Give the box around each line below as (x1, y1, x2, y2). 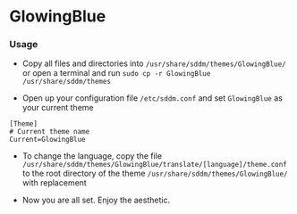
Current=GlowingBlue (9, 136, 87, 144)
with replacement (21, 177, 87, 188)
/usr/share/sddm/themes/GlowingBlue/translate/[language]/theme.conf (21, 160, 288, 169)
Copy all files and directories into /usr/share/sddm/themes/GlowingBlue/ (21, 58, 286, 69)
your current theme (21, 103, 94, 113)
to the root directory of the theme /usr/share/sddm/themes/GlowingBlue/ (21, 168, 288, 179)
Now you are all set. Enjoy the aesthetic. (21, 194, 171, 206)
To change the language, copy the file (21, 151, 163, 161)
